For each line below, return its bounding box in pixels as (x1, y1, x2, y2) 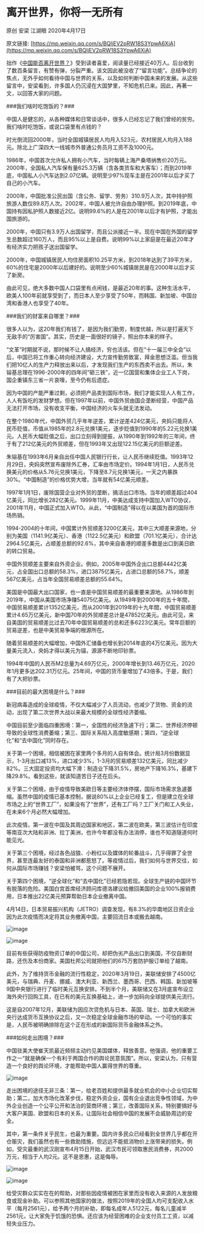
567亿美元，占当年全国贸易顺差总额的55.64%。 (6, 575, 126, 583)
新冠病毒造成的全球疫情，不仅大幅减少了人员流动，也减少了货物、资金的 (6, 701, 187, 708)
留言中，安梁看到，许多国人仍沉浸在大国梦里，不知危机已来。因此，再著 (6, 82, 187, 89)
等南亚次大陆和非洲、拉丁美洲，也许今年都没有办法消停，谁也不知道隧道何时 (6, 828, 198, 836)
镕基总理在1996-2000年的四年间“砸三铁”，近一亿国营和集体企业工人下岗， (6, 369, 193, 376)
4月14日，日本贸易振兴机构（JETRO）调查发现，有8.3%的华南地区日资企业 (6, 905, 195, 912)
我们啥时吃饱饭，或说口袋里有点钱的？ (6, 123, 102, 130)
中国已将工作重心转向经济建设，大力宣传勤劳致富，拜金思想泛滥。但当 (16, 353, 192, 361)
